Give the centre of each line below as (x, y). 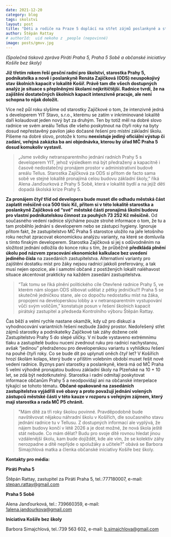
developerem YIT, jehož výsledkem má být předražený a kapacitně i (89, 162)
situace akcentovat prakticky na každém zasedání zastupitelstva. (74, 274)
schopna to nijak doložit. (32, 99)
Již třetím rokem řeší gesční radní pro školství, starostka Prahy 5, (76, 73)
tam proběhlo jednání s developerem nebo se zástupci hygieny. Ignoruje (81, 226)
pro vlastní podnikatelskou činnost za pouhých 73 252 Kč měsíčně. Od (82, 215)
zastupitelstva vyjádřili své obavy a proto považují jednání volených (79, 391)
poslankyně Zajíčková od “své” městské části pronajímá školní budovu (82, 210)
